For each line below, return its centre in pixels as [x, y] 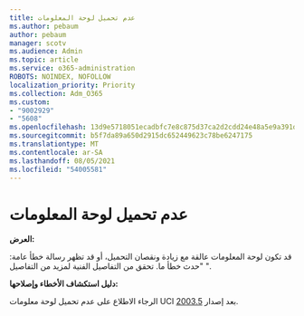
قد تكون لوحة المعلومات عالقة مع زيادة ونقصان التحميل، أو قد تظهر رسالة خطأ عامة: [151, 257]
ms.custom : [30, 102]
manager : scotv [38, 43]
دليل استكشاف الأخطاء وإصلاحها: [64, 284]
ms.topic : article [44, 60]
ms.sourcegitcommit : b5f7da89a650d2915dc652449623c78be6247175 [131, 136]
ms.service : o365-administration [72, 69]
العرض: [22, 239]
